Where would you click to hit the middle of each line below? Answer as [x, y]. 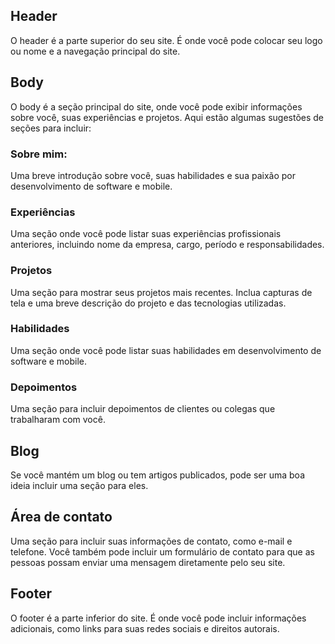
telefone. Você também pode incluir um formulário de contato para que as [162, 551]
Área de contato [61, 517]
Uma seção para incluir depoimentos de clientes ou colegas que [143, 409]
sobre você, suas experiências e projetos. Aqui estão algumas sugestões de [167, 117]
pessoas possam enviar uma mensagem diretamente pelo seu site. [148, 562]
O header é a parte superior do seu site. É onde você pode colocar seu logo [166, 40]
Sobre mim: [39, 154]
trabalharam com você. [58, 420]
